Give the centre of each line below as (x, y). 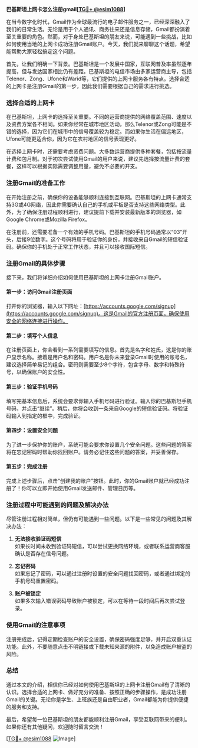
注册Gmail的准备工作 (36, 183)
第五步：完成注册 (27, 467)
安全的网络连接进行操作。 (37, 321)
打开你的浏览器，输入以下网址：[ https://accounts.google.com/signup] (91, 306)
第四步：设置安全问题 (32, 430)
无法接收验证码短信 (38, 539)
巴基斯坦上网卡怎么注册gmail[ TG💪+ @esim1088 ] (66, 9)
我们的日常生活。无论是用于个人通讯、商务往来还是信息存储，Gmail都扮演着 (98, 29)
